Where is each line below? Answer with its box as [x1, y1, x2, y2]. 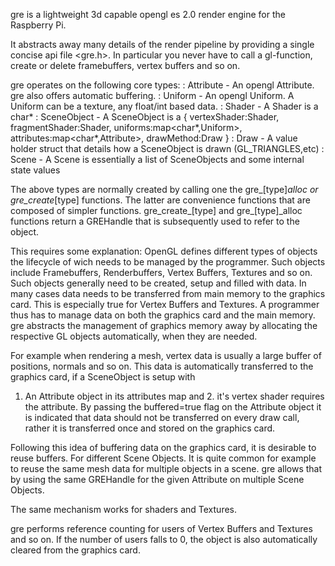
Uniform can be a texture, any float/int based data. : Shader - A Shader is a [10, 100, 319, 112]
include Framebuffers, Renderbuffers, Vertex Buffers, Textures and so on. [10, 267, 313, 278]
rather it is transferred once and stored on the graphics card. [24, 422, 276, 434]
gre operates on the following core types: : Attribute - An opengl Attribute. [10, 79, 315, 91]
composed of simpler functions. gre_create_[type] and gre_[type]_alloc [10, 205, 303, 216]
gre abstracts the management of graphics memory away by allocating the [10, 320, 318, 331]
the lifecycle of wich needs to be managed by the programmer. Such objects [10, 256, 326, 268]
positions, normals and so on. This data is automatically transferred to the [10, 360, 314, 372]
